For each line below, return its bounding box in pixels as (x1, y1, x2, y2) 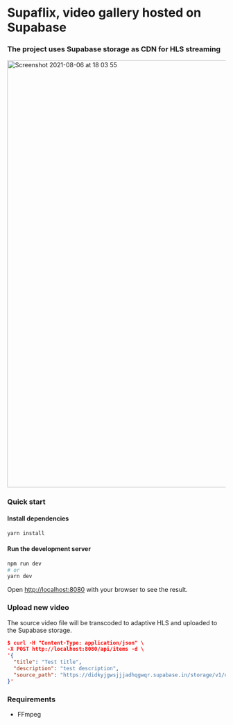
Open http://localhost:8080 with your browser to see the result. (7, 586, 189, 594)
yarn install (7, 530, 45, 536)
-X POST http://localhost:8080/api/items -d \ (7, 646, 144, 653)
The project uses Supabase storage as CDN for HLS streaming (7, 44, 221, 54)
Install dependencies (7, 514, 69, 523)
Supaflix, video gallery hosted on (7, 5, 202, 21)
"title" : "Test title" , (13, 658, 82, 666)
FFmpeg (17, 710, 42, 719)
